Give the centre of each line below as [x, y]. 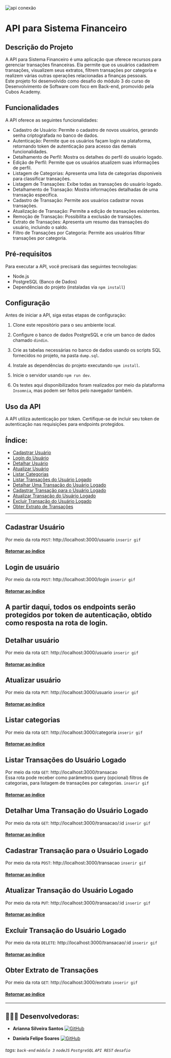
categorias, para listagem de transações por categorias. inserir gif [77, 783]
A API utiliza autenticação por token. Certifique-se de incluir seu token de [82, 419]
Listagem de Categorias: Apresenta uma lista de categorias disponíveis [87, 173]
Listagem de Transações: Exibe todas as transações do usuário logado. [88, 184]
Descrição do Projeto [39, 47]
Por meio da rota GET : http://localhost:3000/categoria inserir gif [74, 732]
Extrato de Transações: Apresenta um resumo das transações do [81, 222]
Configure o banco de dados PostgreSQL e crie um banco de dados [84, 335]
